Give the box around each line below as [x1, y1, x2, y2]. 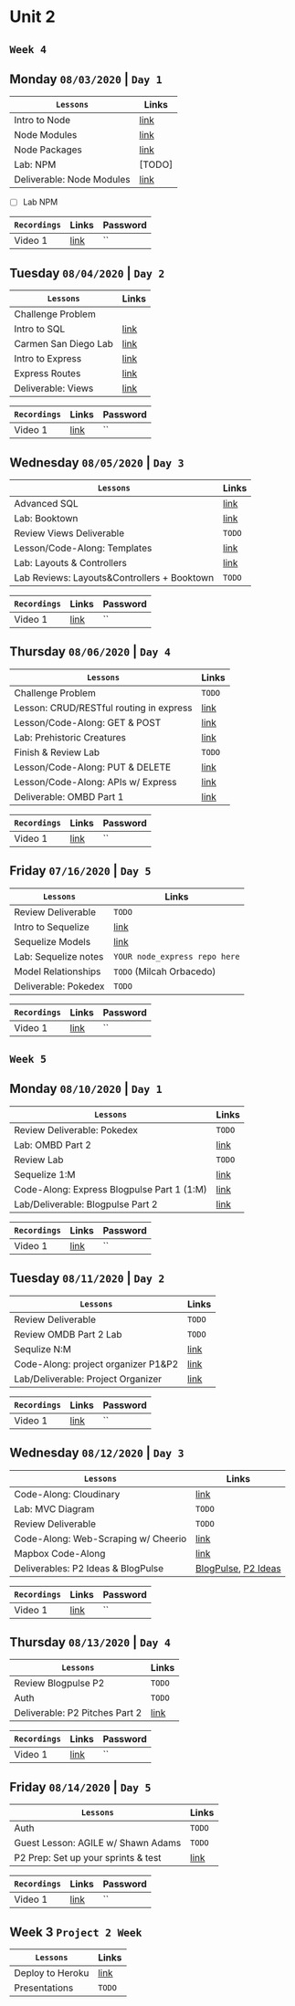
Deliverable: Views [14, 382, 94, 394]
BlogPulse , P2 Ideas [195, 1561, 281, 1574]
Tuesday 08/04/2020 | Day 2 [9, 265, 165, 280]
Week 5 [9, 1053, 47, 1066]
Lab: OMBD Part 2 [14, 1139, 91, 1151]
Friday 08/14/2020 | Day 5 [9, 1779, 152, 1795]
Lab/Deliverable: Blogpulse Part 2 [14, 1198, 158, 1211]
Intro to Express [14, 352, 82, 365]
